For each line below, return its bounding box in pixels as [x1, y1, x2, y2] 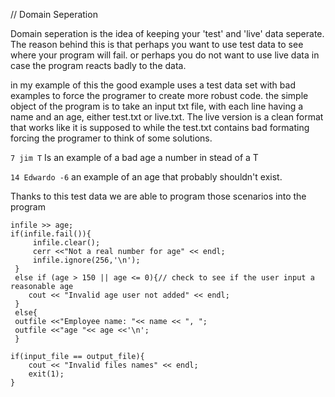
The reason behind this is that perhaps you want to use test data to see [10, 39, 304, 50]
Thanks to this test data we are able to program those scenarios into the [10, 190, 307, 202]
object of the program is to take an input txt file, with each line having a [10, 100, 304, 112]
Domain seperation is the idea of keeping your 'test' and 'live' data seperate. [10, 28, 325, 39]
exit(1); [28, 369, 65, 379]
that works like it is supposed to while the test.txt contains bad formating [10, 122, 310, 133]
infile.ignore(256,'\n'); [32, 255, 141, 265]
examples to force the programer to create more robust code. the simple [10, 90, 309, 101]
